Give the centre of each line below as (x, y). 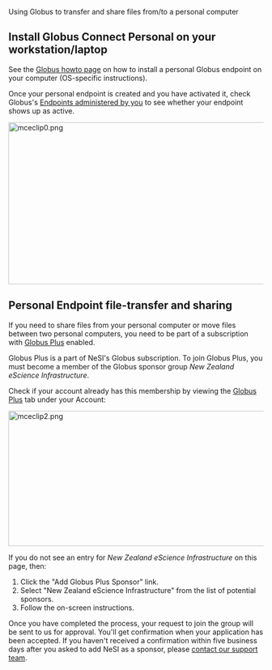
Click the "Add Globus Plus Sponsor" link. (89, 582)
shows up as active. (42, 111)
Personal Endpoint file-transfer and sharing (121, 306)
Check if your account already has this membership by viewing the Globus (133, 390)
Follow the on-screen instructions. (77, 608)
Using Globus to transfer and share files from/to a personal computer (123, 12)
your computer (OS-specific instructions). (78, 78)
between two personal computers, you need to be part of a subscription (128, 333)
